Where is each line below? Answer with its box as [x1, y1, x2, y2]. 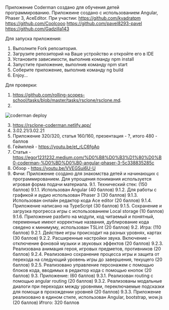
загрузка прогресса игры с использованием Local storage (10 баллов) [12, 208, 164, 214]
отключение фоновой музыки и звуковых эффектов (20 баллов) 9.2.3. [12, 240, 163, 246]
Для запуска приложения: [5, 35, 62, 41]
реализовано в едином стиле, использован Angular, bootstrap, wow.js [12, 294, 163, 300]
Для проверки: [5, 82, 37, 88]
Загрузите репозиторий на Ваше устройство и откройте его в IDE [12, 51, 154, 57]
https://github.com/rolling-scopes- [12, 92, 85, 98]
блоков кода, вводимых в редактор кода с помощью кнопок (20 [12, 268, 152, 273]
